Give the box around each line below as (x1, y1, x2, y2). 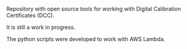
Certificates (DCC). (6, 12, 55, 19)
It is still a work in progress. (6, 24, 75, 31)
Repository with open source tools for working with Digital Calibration (6, 6, 182, 12)
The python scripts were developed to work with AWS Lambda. (6, 36, 166, 42)
